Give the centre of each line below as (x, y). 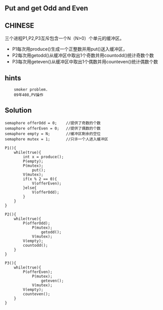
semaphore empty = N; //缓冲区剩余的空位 (53, 134)
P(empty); (33, 161)
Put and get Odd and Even (46, 8)
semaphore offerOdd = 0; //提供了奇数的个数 (53, 123)
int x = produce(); (44, 157)
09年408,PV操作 (29, 95)
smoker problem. (31, 90)
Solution (18, 110)
